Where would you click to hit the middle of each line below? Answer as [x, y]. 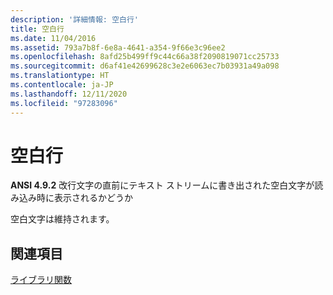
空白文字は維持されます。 [62, 219]
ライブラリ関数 [41, 280]
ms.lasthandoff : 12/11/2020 [69, 94]
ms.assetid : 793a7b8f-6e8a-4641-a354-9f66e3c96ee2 [118, 47]
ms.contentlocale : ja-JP [62, 85]
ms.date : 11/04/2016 [53, 38]
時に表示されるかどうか [84, 198]
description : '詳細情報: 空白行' [74, 19]
